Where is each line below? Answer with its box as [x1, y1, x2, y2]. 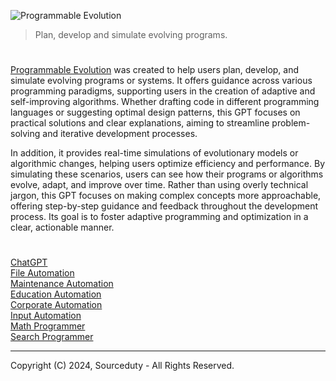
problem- [271, 117, 311, 129]
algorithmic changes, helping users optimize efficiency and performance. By [10, 158, 326, 170]
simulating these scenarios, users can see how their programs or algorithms [10, 168, 324, 180]
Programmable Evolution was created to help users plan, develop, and [10, 64, 300, 76]
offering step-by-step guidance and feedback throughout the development [10, 200, 319, 212]
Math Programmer [10, 320, 86, 332]
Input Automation [10, 310, 82, 322]
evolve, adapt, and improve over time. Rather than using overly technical [10, 179, 309, 191]
